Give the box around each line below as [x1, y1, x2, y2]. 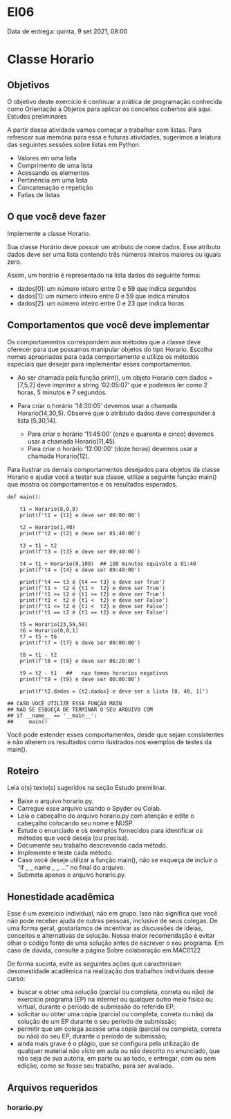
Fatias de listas [17, 190, 60, 199]
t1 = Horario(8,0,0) [19, 505, 79, 512]
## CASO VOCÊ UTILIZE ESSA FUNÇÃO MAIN [7, 700, 122, 707]
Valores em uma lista [17, 153, 77, 162]
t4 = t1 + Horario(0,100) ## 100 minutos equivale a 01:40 [19, 560, 196, 567]
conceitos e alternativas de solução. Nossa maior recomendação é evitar [7, 932, 216, 940]
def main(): [7, 494, 41, 500]
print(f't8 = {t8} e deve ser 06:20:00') [19, 657, 140, 664]
